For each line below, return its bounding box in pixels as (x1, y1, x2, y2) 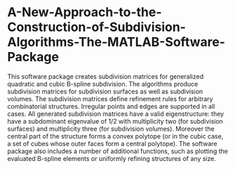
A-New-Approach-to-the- (7, 4, 163, 20)
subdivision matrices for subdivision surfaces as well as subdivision (7, 87, 203, 96)
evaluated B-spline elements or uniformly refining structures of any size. (7, 154, 216, 162)
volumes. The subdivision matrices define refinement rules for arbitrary (7, 94, 213, 103)
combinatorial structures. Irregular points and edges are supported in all (7, 102, 215, 110)
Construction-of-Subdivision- (7, 19, 186, 35)
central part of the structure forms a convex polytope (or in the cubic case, (7, 131, 224, 140)
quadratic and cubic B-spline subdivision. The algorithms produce (7, 79, 199, 88)
